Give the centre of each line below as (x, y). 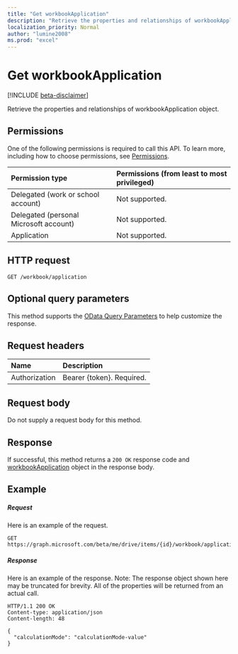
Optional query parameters (68, 299)
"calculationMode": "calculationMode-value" (80, 638)
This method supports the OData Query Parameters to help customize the (115, 316)
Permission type (39, 178)
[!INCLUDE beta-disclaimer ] (48, 95)
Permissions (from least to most (172, 173)
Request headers (46, 345)
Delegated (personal (45, 215)
